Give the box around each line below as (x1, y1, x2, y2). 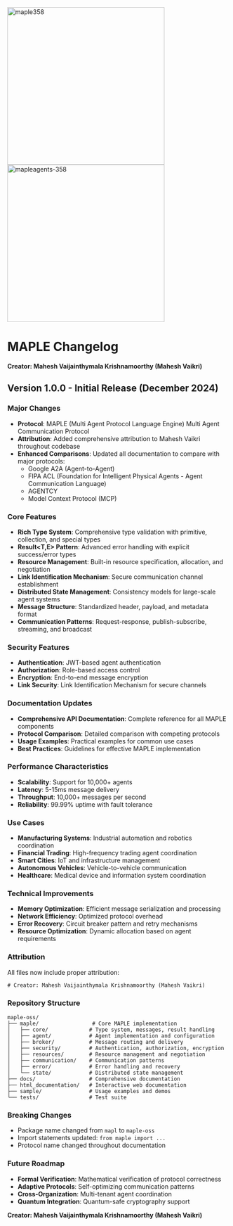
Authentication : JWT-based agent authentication (17, 658, 161, 667)
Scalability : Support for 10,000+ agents (17, 777, 133, 786)
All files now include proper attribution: (7, 968, 119, 976)
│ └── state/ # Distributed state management (7, 1069, 184, 1076)
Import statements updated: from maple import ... (17, 1134, 166, 1142)
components (17, 722, 54, 730)
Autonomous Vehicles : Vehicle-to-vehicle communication (17, 864, 187, 872)
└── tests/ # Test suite (7, 1094, 128, 1101)
